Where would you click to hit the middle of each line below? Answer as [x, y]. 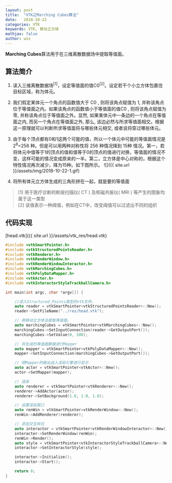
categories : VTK [23, 24]
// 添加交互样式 [29, 424]
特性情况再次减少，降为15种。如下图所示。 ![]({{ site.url [71, 165]
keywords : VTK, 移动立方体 [32, 29]
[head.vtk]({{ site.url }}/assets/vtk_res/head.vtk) [56, 235]
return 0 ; [25, 471]
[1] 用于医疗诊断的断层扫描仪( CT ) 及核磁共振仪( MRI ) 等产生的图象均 [91, 192]
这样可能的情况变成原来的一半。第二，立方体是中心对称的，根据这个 [93, 159]
